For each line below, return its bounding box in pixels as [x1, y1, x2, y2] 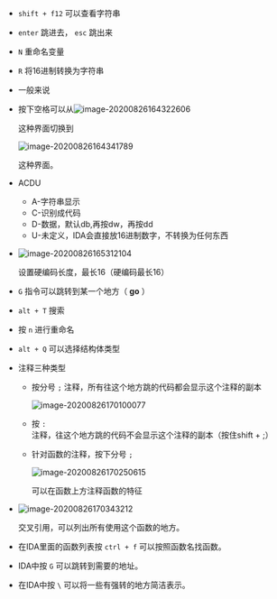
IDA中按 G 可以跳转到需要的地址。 [17, 560, 143, 571]
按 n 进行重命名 [17, 324, 75, 335]
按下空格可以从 [17, 104, 74, 115]
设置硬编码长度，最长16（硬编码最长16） [17, 267, 170, 277]
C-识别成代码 [31, 207, 81, 218]
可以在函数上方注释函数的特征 [31, 485, 143, 496]
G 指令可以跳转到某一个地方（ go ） [17, 286, 151, 296]
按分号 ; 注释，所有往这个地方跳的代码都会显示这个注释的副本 [31, 382, 262, 392]
